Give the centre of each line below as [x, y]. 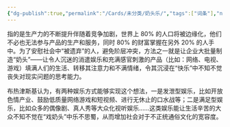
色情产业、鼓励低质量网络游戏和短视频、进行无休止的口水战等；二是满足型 [112, 99]
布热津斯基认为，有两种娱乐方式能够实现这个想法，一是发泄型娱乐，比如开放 [115, 91]
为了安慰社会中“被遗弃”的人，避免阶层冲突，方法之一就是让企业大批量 [118, 51]
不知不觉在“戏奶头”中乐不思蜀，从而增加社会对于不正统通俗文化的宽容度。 [117, 116]
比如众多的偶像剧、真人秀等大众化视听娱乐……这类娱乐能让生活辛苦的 [117, 108]
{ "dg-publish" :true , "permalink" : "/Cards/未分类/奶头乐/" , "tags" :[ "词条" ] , [112, 13]
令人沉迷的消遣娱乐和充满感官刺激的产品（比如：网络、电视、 [135, 59]
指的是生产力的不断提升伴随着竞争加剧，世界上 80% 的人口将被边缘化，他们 [115, 33]
